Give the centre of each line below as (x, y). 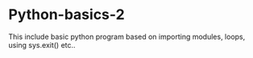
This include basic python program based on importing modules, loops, (127, 37)
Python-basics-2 (66, 15)
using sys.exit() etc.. (42, 44)
